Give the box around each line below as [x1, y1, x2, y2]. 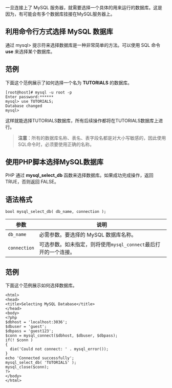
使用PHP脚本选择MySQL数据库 [5, 158, 104, 167]
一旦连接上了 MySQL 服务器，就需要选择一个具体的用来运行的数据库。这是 [5, 5, 163, 10]
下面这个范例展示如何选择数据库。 [5, 282, 77, 289]
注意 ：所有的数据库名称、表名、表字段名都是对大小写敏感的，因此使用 [17, 135, 166, 141]
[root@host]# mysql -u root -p [5, 89, 72, 95]
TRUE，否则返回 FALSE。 [5, 179, 59, 185]
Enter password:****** [5, 94, 54, 99]
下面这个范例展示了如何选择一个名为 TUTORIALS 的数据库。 [5, 79, 132, 86]
